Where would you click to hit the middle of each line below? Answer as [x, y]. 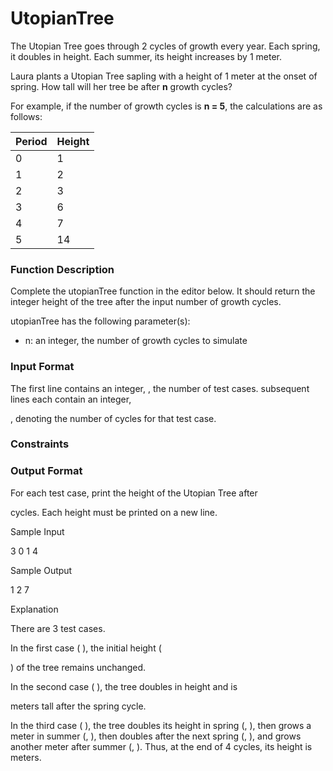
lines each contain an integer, [71, 399]
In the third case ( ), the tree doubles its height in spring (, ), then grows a [161, 725]
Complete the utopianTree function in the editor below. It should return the [163, 291]
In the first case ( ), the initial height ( [86, 648]
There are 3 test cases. [58, 628]
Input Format [42, 367]
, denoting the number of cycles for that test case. [113, 418]
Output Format [46, 471]
